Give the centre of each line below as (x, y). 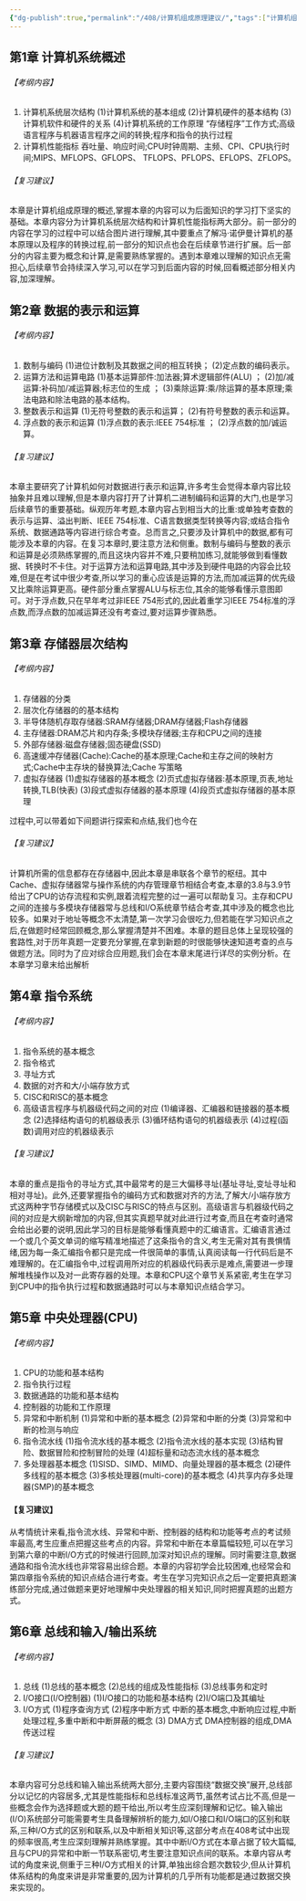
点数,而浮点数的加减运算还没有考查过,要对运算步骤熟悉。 (116, 612)
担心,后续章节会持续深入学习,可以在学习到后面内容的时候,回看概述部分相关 (149, 268)
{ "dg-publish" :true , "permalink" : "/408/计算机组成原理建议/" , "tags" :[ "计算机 (150, 18)
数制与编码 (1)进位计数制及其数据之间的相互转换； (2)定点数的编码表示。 (158, 365)
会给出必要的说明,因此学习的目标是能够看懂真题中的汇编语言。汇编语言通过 (150, 1229)
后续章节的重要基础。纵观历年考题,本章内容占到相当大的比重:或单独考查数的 (152, 509)
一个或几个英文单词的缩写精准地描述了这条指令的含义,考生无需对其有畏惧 (147, 1240)
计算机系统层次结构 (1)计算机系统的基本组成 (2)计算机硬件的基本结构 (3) (157, 112)
